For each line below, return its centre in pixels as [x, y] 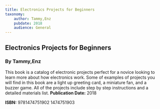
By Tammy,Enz [23, 62]
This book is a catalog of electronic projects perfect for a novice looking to [80, 72]
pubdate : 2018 [28, 23]
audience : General [32, 28]
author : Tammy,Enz [32, 19]
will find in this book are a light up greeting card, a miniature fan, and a [76, 82]
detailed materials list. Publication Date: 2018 [51, 93]
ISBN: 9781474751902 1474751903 [40, 102]
